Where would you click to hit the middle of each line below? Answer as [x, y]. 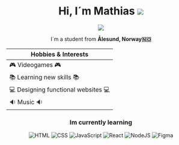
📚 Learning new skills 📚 [44, 77]
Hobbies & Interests [60, 54]
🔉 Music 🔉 [26, 102]
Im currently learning [101, 122]
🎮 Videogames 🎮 [35, 64]
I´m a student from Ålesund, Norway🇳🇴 [101, 39]
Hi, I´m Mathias [96, 11]
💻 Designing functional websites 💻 [59, 90]
